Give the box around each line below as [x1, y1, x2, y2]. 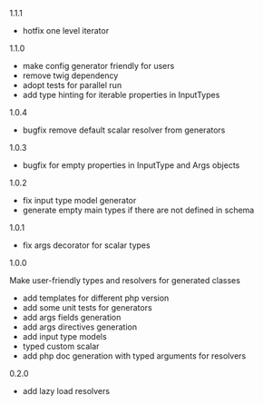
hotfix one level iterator [22, 25, 110, 35]
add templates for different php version [22, 292, 170, 303]
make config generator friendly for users [22, 61, 175, 71]
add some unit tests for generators [22, 302, 152, 312]
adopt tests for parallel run [22, 80, 122, 90]
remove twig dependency [22, 70, 119, 81]
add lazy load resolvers [22, 386, 111, 396]
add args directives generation [22, 321, 138, 332]
